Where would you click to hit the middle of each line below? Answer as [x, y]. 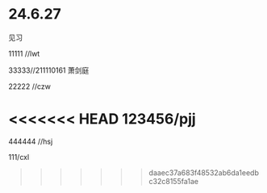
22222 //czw [29, 86]
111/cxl [19, 157]
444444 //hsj [31, 141]
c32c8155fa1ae [174, 181]
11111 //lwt [24, 53]
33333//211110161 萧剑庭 [49, 70]
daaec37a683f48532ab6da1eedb [204, 172]
